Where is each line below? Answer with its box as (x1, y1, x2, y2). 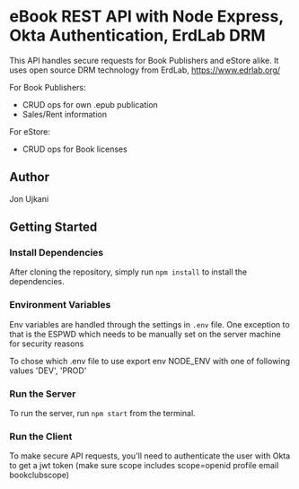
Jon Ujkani (9, 193, 49, 204)
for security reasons (9, 338, 84, 349)
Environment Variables (9, 299, 111, 311)
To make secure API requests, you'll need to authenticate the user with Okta (9, 450, 291, 461)
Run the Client (9, 430, 73, 442)
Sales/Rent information (22, 109, 108, 119)
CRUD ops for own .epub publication (22, 99, 159, 109)
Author (9, 170, 49, 185)
